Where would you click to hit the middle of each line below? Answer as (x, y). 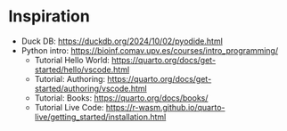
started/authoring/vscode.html (91, 88)
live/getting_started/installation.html (100, 117)
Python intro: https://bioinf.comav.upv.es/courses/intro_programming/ (149, 50)
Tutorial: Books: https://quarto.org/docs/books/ (121, 98)
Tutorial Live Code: (69, 107)
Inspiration (49, 16)
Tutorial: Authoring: (70, 78)
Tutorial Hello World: (72, 60)
